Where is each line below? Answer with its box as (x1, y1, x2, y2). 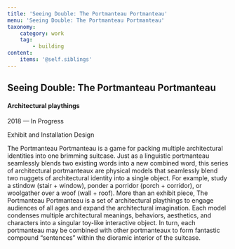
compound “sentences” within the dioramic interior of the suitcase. (7, 234, 201, 242)
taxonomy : (7, 23, 36, 30)
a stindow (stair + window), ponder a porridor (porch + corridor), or (7, 182, 202, 190)
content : (7, 50, 33, 57)
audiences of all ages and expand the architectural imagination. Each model (7, 204, 227, 213)
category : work (20, 29, 65, 37)
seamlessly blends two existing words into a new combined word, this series (7, 159, 229, 168)
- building (32, 43, 65, 50)
